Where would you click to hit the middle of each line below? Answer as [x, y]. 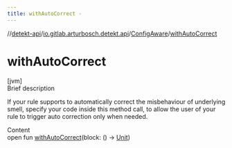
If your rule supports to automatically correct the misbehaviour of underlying [116, 101]
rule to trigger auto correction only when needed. [78, 116]
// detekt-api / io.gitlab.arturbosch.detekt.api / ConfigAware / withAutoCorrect [112, 33]
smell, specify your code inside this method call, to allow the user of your [111, 109]
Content [19, 130]
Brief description [31, 88]
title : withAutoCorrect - [44, 14]
